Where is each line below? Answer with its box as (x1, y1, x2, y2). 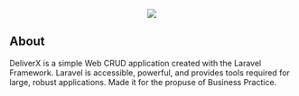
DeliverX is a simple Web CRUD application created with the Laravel (9, 57, 262, 68)
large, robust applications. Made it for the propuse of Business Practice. (9, 76, 277, 87)
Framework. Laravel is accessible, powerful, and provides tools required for (9, 67, 291, 78)
